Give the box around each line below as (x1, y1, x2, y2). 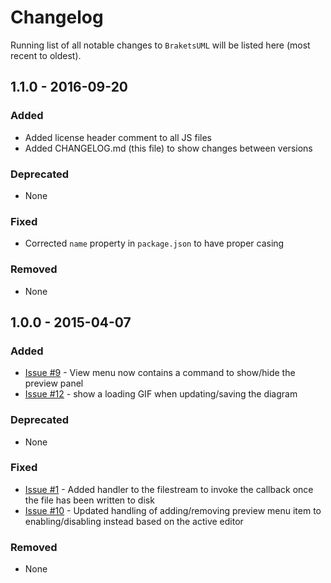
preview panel (24, 377, 84, 390)
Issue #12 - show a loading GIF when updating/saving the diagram (24, 388, 298, 400)
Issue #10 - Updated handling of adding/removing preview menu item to (24, 504, 322, 516)
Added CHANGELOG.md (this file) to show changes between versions (24, 142, 313, 154)
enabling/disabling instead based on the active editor (24, 515, 244, 527)
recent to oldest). (10, 49, 82, 61)
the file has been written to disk (24, 494, 155, 506)
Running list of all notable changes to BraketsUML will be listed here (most (10, 39, 311, 51)
